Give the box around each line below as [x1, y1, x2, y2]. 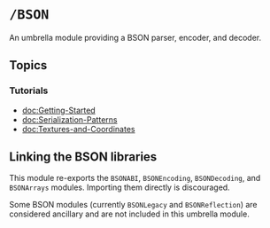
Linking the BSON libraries [9, 149, 158, 165]
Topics [9, 58, 48, 73]
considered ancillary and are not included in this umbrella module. [9, 208, 250, 219]
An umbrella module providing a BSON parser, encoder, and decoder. [9, 32, 262, 43]
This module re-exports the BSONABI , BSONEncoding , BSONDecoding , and [9, 173, 261, 184]
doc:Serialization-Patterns [21, 114, 118, 125]
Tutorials [9, 84, 49, 97]
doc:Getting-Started [21, 105, 96, 115]
